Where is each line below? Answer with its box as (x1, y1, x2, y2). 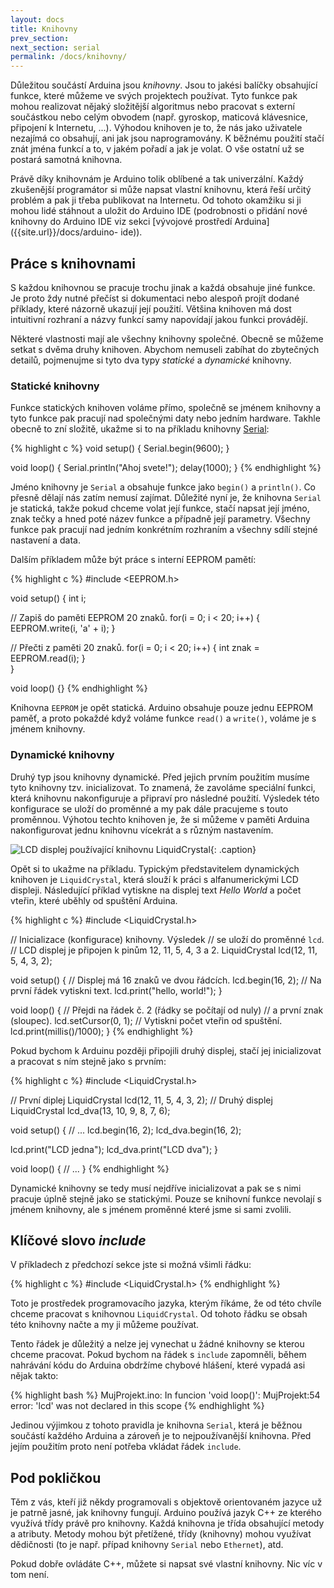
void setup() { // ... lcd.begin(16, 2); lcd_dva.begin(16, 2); (10, 1124, 242, 1136)
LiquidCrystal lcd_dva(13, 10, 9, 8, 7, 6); (10, 1104, 171, 1116)
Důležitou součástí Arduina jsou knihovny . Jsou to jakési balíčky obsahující (10, 79, 318, 91)
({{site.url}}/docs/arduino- (10, 226, 119, 238)
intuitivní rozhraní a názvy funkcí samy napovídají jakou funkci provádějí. (10, 313, 309, 325)
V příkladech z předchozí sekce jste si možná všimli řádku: (10, 1259, 252, 1271)
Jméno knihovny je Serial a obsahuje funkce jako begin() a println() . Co (10, 481, 317, 493)
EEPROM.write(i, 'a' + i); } (10, 622, 116, 635)
